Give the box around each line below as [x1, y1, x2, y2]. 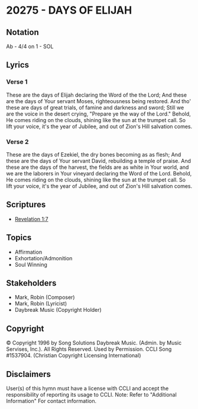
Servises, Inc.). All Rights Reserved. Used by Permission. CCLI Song [6, 346, 172, 353]
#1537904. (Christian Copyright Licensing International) [6, 352, 141, 359]
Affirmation [14, 248, 43, 255]
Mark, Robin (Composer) [14, 294, 75, 301]
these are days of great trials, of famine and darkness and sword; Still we [6, 104, 184, 111]
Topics [6, 232, 32, 243]
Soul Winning [14, 261, 47, 268]
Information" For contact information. [6, 398, 97, 405]
